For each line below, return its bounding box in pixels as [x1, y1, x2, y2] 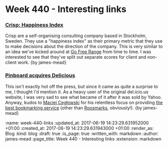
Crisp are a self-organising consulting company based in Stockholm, [5, 33, 147, 39]
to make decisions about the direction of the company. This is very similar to [5, 44, 163, 50]
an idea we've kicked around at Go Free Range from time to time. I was [5, 49, 151, 55]
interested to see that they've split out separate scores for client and [5, 54, 146, 60]
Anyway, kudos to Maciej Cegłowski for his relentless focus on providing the [5, 99, 163, 105]
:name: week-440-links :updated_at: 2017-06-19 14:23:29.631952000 [5, 119, 149, 126]
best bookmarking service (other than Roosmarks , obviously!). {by [5, 104, 142, 111]
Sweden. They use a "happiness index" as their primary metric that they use [5, 38, 163, 44]
